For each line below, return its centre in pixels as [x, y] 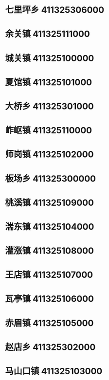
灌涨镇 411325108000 [49, 251]
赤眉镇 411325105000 [49, 323]
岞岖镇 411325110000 [49, 131]
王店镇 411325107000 [49, 275]
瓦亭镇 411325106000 [49, 299]
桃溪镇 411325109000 [49, 203]
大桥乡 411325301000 [49, 106]
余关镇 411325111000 [47, 34]
